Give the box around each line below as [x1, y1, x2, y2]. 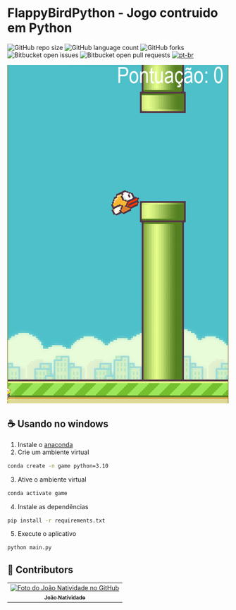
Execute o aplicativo [17, 530, 77, 538]
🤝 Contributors [7, 563, 74, 575]
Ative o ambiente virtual [17, 475, 87, 484]
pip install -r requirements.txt [7, 517, 106, 524]
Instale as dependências [17, 502, 89, 511]
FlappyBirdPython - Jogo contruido [7, 5, 218, 21]
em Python [7, 20, 73, 36]
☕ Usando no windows [7, 418, 109, 430]
